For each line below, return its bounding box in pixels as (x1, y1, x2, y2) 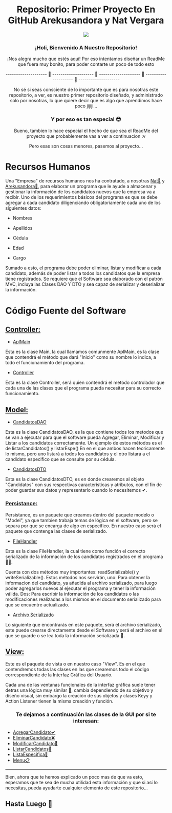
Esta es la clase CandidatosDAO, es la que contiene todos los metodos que (5, 429, 164, 435)
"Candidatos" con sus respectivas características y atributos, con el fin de (5, 482, 162, 488)
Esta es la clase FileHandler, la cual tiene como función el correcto (5, 548, 146, 554)
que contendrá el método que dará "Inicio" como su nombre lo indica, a (5, 354, 156, 360)
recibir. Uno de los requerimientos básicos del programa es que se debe (5, 194, 158, 200)
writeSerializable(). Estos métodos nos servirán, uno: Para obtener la (5, 574, 150, 580)
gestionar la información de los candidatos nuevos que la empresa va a (5, 189, 156, 195)
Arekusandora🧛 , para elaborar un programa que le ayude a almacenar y (5, 183, 157, 190)
